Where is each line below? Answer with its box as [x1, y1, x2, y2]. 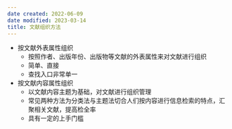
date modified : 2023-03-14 [7, 17, 86, 24]
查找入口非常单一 [27, 70, 78, 78]
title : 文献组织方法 [7, 23, 61, 30]
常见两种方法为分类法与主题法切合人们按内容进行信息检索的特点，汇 [27, 97, 226, 105]
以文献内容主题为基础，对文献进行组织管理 [27, 87, 152, 96]
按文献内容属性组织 [17, 79, 74, 87]
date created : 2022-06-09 [7, 10, 83, 18]
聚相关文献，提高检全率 [27, 105, 96, 113]
